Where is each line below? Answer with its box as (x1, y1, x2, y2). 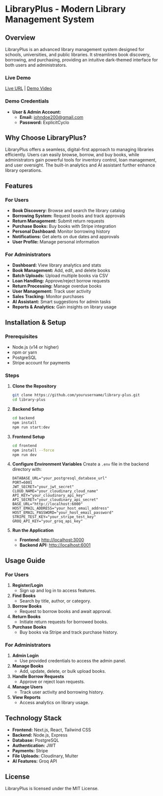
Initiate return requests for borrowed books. (19, 619, 108, 625)
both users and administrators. (5, 62, 67, 68)
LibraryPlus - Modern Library (5, 3, 126, 15)
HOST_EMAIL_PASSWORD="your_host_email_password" (12, 510, 114, 515)
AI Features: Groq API (12, 758, 57, 764)
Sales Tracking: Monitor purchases (12, 294, 84, 300)
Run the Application (12, 527, 54, 533)
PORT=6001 (12, 480, 33, 485)
